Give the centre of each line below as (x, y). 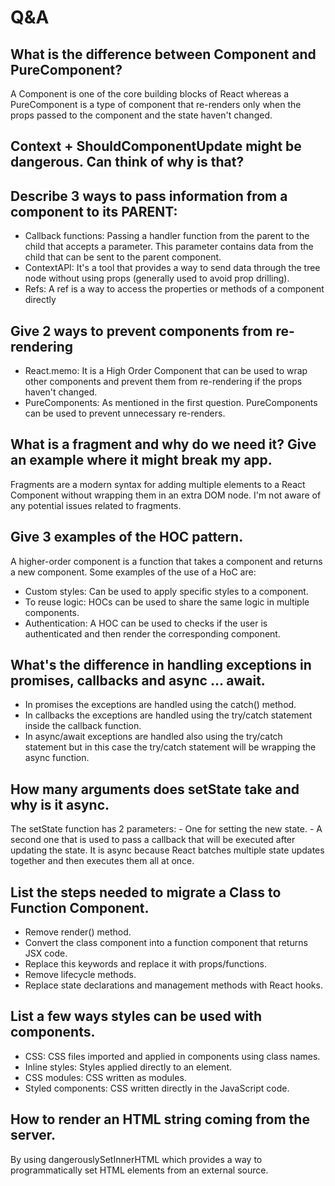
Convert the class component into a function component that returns (166, 943)
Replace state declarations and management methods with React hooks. (173, 985)
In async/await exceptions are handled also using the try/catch (153, 737)
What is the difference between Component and (163, 54)
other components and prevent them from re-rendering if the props (163, 382)
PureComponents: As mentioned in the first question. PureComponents (171, 403)
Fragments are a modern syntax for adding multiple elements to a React (158, 484)
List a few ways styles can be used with (136, 1016)
